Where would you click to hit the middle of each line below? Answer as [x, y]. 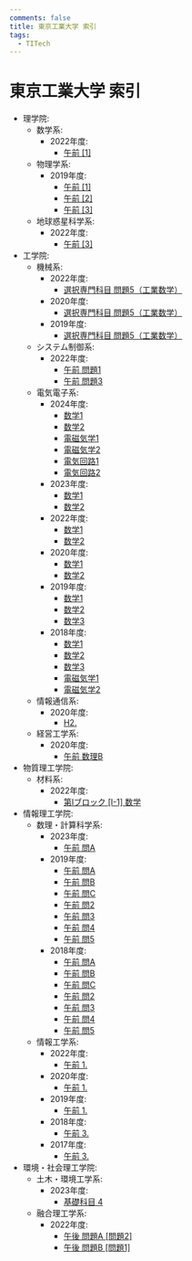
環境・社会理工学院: [60, 1168]
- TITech [34, 43]
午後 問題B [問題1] [97, 1247]
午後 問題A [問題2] [98, 1236]
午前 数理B [83, 757]
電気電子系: [57, 393]
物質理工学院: [48, 768]
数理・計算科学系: [69, 825]
